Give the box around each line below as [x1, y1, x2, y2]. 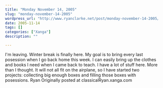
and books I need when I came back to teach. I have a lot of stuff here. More [5, 61, 158, 68]
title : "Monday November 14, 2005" [5, 7, 77, 12]
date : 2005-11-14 [5, 20, 40, 26]
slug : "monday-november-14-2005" [5, 12, 73, 16]
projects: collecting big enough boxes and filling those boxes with [5, 72, 136, 78]
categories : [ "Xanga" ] [5, 29, 51, 34]
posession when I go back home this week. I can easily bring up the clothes [5, 57, 157, 62]
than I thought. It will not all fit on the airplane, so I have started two [5, 67, 140, 73]
